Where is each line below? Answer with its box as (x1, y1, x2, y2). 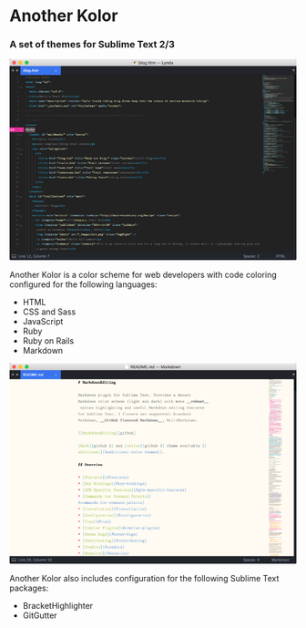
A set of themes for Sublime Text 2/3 (9, 38, 176, 51)
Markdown (22, 345, 64, 355)
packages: (9, 582, 49, 593)
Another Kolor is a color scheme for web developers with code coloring (9, 269, 278, 280)
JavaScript (22, 315, 64, 326)
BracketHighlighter (22, 600, 94, 611)
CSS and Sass (22, 306, 76, 317)
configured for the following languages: (9, 279, 158, 290)
